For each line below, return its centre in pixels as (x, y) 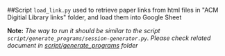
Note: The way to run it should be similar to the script (84, 31)
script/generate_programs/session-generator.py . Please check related (109, 38)
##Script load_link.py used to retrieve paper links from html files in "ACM (113, 10)
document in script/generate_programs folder (73, 45)
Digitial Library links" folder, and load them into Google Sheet (94, 17)
